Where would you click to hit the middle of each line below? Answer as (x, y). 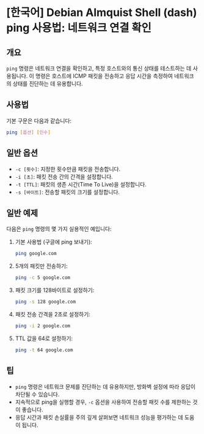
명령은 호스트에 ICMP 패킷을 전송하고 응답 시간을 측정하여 (104, 76)
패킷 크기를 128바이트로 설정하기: (55, 290)
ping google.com (36, 254)
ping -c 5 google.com (43, 278)
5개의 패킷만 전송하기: (41, 266)
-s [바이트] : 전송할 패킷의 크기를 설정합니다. (67, 192)
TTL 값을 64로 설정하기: (44, 338)
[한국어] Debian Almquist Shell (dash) (102, 13)
